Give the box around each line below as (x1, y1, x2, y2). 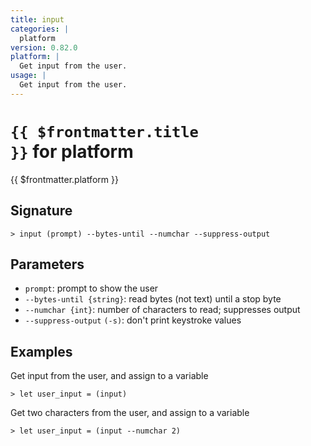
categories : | (10, 24, 70, 34)
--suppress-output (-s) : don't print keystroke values (24, 314, 242, 326)
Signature (10, 202, 73, 220)
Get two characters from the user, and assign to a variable (10, 407, 250, 419)
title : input (10, 14, 65, 25)
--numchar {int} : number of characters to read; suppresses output (24, 304, 301, 316)
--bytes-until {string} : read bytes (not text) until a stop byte (24, 293, 282, 305)
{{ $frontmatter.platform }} (10, 173, 119, 185)
